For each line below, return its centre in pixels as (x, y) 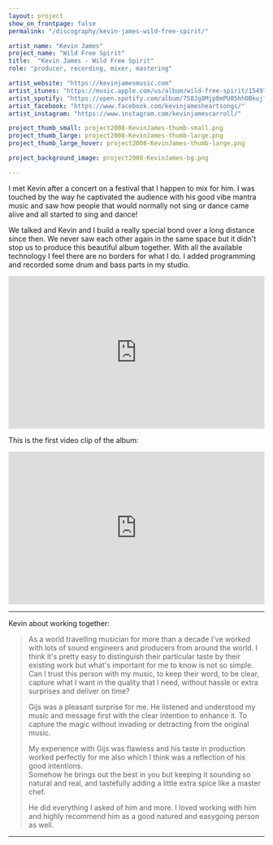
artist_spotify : (36, 99)
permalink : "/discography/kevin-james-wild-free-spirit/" (108, 31)
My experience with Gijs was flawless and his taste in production (137, 748)
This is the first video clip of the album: (74, 440)
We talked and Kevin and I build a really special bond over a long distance (132, 230)
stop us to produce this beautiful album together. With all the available (126, 247)
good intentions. (56, 765)
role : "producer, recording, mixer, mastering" (91, 69)
